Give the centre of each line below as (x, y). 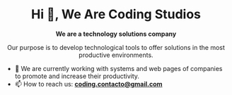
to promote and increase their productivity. (77, 76)
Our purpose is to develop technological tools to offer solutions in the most (116, 47)
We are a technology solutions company (116, 34)
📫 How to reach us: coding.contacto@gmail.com (88, 84)
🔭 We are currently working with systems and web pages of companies (118, 68)
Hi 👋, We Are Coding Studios (116, 14)
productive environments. (116, 55)
